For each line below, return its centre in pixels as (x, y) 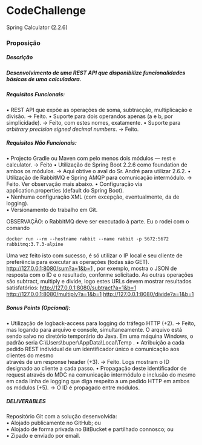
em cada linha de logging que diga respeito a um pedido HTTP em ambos (98, 381)
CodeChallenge (46, 11)
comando (18, 228)
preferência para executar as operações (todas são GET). (78, 262)
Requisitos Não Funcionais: (42, 143)
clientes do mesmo (30, 355)
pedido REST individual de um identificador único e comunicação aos (93, 349)
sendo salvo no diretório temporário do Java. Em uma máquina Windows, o (100, 336)
